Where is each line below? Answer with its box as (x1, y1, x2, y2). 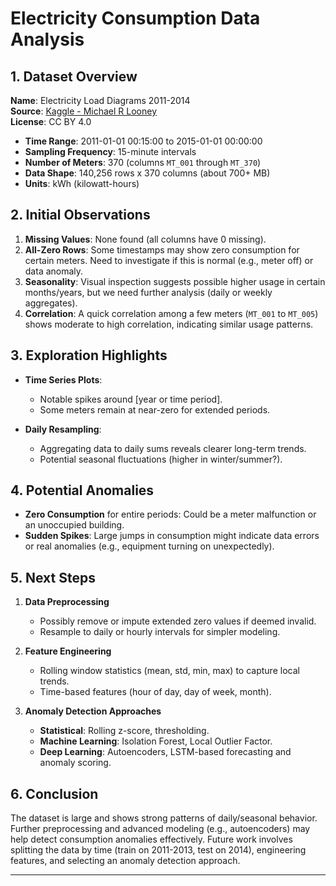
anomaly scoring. (39, 757, 112, 769)
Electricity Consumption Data (10, 7, 261, 30)
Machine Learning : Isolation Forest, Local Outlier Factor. (39, 735, 273, 747)
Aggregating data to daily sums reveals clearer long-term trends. (39, 442, 307, 454)
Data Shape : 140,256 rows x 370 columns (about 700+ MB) (24, 167, 271, 179)
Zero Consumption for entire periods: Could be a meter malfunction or (24, 508, 317, 521)
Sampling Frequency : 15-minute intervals (24, 146, 197, 157)
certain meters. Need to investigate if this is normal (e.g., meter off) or (24, 254, 314, 266)
